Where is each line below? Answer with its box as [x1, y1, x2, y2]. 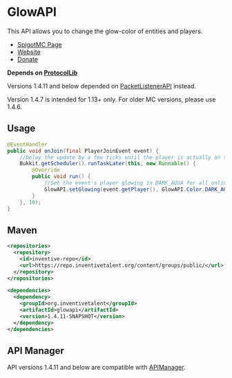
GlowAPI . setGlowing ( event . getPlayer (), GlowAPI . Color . [43, 186, 206, 193]
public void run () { [32, 173, 91, 180]
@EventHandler [7, 141, 48, 148]
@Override [32, 167, 60, 173]
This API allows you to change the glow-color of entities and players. [7, 27, 203, 35]
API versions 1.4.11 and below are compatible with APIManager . [7, 363, 186, 372]
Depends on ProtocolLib [7, 68, 78, 77]
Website [17, 48, 41, 56]
